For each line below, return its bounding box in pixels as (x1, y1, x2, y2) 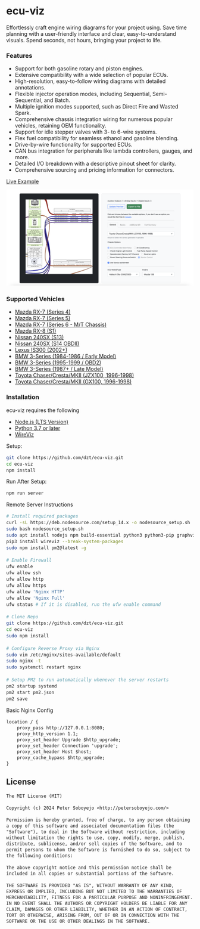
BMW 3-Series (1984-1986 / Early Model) (14, 353, 117, 360)
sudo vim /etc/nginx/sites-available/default (6, 652, 121, 658)
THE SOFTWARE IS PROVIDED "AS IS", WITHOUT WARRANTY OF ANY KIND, (6, 882, 174, 889)
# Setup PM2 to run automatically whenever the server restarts (6, 677, 169, 683)
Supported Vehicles (6, 295, 65, 304)
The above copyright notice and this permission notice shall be (6, 865, 171, 871)
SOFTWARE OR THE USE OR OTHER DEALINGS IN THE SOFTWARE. (6, 918, 151, 925)
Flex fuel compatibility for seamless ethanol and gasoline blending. (14, 135, 179, 142)
